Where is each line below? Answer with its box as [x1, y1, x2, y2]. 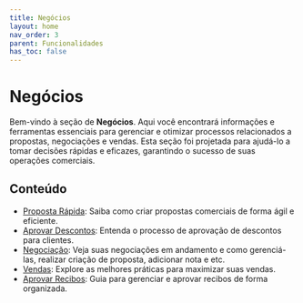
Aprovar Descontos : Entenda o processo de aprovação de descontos [22, 225, 282, 236]
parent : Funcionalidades [9, 38, 104, 48]
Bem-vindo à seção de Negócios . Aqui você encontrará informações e [9, 116, 275, 127]
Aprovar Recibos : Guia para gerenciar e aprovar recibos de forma [22, 273, 268, 284]
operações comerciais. [9, 156, 96, 167]
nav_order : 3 [9, 30, 59, 39]
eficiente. [22, 215, 58, 226]
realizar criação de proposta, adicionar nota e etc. [37, 254, 226, 265]
